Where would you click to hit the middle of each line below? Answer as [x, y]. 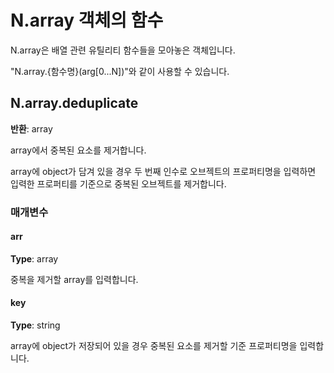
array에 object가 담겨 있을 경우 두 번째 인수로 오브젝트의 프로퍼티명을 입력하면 [163, 171]
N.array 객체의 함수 [87, 20]
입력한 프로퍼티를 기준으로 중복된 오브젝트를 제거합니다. [118, 183]
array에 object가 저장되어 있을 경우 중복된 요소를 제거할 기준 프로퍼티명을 [154, 346]
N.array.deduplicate [74, 103]
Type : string [35, 325]
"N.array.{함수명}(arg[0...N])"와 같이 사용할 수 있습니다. [120, 71]
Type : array [34, 258]
